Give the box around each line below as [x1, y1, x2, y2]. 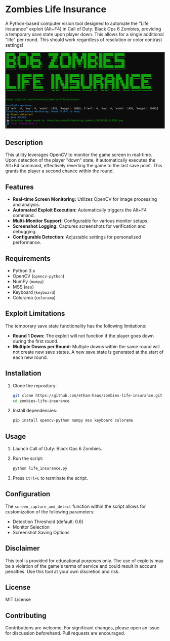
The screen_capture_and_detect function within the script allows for [5, 503, 146, 509]
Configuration [5, 490, 51, 499]
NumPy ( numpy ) [12, 279, 44, 285]
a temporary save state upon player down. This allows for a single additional [5, 31, 164, 37]
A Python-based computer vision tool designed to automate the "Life [5, 20, 149, 26]
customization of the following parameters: [5, 508, 95, 514]
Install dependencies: [12, 408, 58, 414]
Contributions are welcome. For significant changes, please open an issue [5, 625, 160, 631]
